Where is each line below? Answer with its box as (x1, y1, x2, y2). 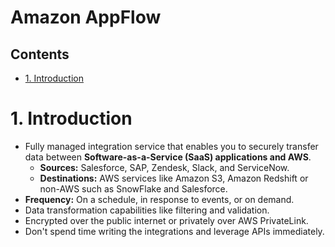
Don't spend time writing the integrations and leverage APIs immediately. (24, 225, 325, 237)
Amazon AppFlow (10, 6, 162, 29)
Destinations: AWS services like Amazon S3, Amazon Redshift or (39, 172, 309, 184)
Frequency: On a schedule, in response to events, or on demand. (24, 193, 295, 205)
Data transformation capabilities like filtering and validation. (24, 204, 270, 216)
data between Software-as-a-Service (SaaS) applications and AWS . (24, 151, 312, 163)
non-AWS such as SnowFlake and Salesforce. (39, 182, 228, 195)
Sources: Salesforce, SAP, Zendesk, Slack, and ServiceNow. (39, 161, 290, 173)
